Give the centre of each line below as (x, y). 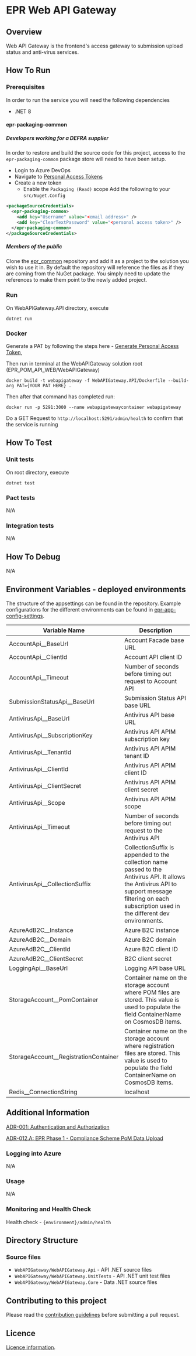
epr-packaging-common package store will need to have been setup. (86, 159)
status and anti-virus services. (43, 52)
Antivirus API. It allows (155, 876)
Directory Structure (42, 1240)
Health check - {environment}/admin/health (59, 1222)
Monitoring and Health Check (49, 1209)
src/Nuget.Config (44, 196)
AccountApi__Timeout (39, 677)
